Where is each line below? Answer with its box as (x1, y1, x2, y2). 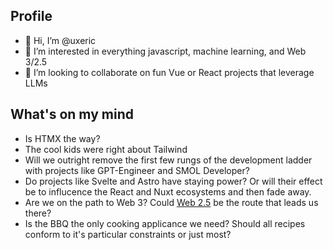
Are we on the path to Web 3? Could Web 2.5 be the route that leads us (24, 196, 319, 208)
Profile (10, 8, 53, 25)
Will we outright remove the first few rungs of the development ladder (24, 154, 313, 166)
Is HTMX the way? (24, 132, 101, 144)
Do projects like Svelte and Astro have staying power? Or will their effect (24, 175, 323, 187)
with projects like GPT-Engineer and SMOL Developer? (24, 164, 250, 176)
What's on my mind (10, 106, 134, 123)
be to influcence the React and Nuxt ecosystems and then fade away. (24, 185, 312, 198)
